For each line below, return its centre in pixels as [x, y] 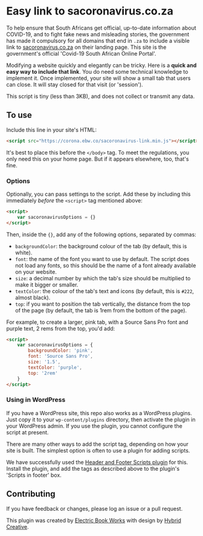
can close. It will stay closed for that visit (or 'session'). [75, 84]
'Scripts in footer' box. [34, 475]
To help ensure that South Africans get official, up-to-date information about [101, 28]
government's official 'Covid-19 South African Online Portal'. [81, 53]
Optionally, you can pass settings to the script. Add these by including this [98, 194]
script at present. [27, 432]
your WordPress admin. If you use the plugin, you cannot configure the [94, 426]
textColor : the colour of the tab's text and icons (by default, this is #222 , [105, 291]
